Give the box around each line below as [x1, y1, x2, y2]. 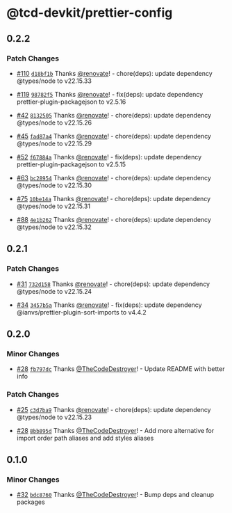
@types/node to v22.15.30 [16, 181, 92, 189]
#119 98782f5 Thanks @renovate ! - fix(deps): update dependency [16, 90, 204, 98]
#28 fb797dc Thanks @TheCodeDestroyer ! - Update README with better [16, 365, 225, 373]
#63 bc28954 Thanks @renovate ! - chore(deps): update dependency [16, 173, 211, 182]
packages [16, 498, 46, 506]
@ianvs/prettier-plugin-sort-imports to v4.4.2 [16, 308, 147, 316]
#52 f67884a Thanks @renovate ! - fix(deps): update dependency [16, 152, 202, 161]
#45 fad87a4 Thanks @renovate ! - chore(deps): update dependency [16, 132, 211, 140]
